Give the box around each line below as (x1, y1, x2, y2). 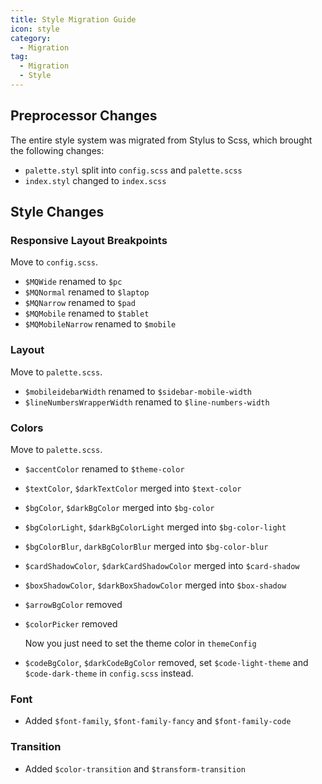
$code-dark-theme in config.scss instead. (24, 667, 194, 679)
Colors (10, 421, 44, 435)
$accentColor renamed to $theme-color (24, 462, 185, 475)
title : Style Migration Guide (10, 14, 137, 25)
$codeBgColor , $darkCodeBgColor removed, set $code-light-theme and (24, 656, 309, 668)
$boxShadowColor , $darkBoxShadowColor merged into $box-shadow (24, 579, 287, 591)
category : (10, 33, 52, 43)
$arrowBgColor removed (24, 598, 123, 610)
